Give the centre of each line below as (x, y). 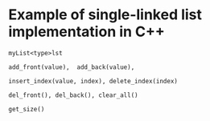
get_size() (27, 109)
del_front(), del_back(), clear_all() (73, 95)
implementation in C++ (86, 32)
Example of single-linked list (105, 15)
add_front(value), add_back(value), (72, 67)
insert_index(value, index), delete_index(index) (93, 81)
